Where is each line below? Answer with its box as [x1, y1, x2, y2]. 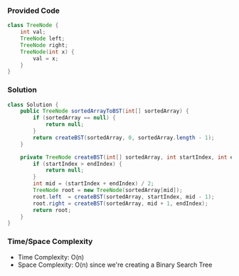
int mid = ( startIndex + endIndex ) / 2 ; [33, 180, 154, 187]
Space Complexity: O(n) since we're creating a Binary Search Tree [17, 260, 213, 269]
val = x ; [33, 55, 59, 62]
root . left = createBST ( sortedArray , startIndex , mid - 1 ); [33, 193, 215, 201]
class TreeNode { [7, 22, 59, 29]
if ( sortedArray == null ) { [33, 115, 116, 122]
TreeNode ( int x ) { [20, 48, 75, 55]
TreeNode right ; [20, 41, 69, 48]
